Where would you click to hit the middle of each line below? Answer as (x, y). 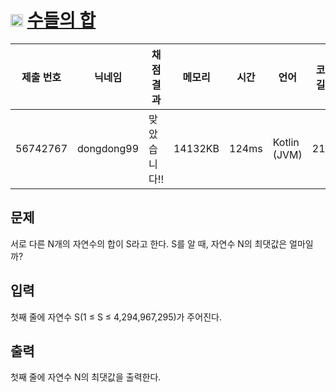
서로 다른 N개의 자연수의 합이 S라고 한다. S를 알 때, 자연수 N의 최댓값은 (149, 243)
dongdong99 (108, 148)
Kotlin (286, 142)
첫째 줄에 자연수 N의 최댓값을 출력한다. (86, 377)
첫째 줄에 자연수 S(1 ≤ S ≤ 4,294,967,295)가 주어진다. (116, 317)
